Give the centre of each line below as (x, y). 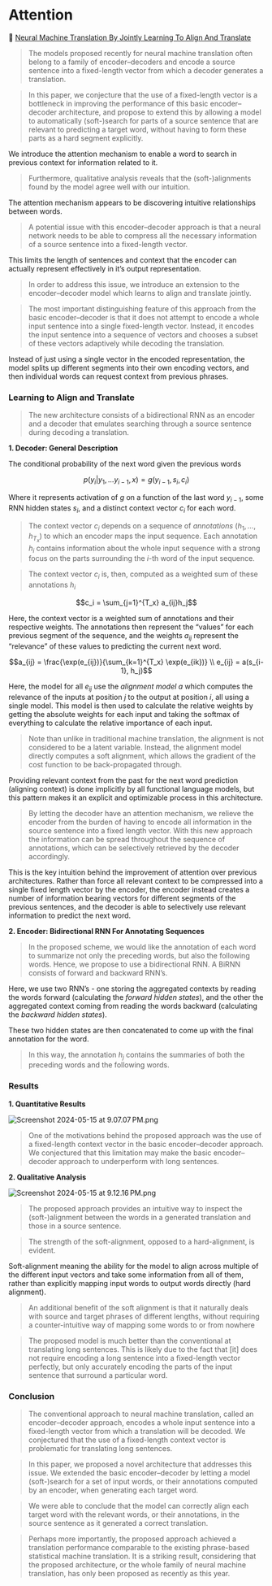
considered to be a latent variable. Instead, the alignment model (135, 747)
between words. (35, 211)
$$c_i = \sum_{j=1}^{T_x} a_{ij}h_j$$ (136, 602)
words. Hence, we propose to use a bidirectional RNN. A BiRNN (134, 964)
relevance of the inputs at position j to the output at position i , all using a (129, 697)
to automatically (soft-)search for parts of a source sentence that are (143, 120)
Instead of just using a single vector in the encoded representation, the (127, 358)
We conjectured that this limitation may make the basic (120, 1153)
